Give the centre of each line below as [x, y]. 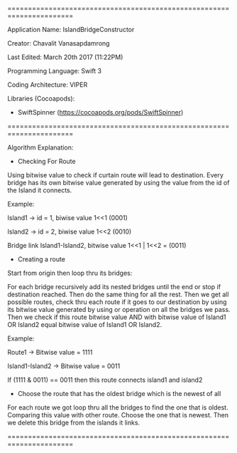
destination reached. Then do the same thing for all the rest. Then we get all [118, 294]
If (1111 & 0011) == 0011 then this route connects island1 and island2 [105, 380]
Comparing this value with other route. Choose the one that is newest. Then [118, 415]
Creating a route [42, 259]
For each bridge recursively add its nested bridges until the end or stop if [114, 287]
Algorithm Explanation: [40, 147]
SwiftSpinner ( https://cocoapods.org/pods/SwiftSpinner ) [100, 112]
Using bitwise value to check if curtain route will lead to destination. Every [115, 175]
